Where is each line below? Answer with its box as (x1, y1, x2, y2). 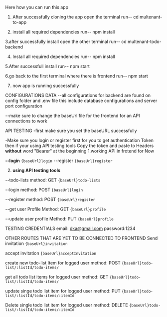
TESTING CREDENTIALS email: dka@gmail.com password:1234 (5, 225, 136, 231)
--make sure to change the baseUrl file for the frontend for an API (5, 112, 140, 118)
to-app (12, 19, 27, 25)
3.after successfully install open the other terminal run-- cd (5, 38, 127, 44)
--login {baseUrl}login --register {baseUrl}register (5, 157, 113, 163)
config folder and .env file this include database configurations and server (5, 97, 158, 103)
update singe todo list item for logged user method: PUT (5, 288, 121, 294)
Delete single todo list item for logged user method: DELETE (5, 302, 128, 308)
